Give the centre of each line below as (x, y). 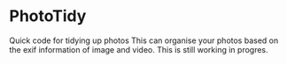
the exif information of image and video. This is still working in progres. (139, 49)
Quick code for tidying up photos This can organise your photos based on (144, 40)
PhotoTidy (48, 16)
